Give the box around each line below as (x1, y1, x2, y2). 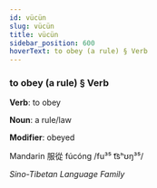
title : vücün (9, 30, 59, 39)
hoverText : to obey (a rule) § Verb (9, 47, 148, 56)
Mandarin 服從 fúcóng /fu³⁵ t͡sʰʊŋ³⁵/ (9, 151, 144, 162)
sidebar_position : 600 (9, 38, 95, 48)
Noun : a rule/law (9, 115, 73, 126)
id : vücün (9, 13, 47, 23)
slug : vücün (9, 22, 54, 31)
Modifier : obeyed (9, 132, 75, 143)
